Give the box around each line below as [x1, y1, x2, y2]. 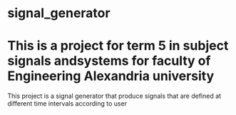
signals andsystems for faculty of [7, 53, 211, 69]
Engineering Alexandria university [7, 68, 215, 84]
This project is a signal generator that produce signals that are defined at [7, 91, 222, 101]
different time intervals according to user [7, 99, 127, 108]
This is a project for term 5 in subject [7, 38, 229, 54]
